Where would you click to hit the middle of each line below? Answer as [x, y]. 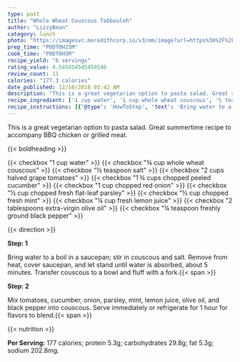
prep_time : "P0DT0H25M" [43, 47]
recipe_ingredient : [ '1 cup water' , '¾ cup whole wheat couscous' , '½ [115, 101]
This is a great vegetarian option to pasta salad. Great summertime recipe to [119, 127]
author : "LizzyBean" [38, 27]
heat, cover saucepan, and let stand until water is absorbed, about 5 [108, 264]
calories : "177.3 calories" [49, 80]
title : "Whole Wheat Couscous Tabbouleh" [70, 21]
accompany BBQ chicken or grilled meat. [67, 135]
